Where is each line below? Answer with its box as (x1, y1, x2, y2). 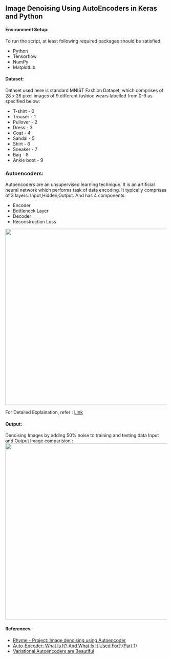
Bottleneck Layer (12, 208, 49, 214)
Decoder (12, 213, 32, 219)
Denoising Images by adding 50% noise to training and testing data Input (5, 433, 159, 439)
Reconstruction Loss (12, 219, 56, 225)
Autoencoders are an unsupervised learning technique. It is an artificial (5, 181, 155, 188)
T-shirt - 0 (12, 108, 35, 114)
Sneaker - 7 (12, 146, 38, 152)
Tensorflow (12, 53, 37, 59)
